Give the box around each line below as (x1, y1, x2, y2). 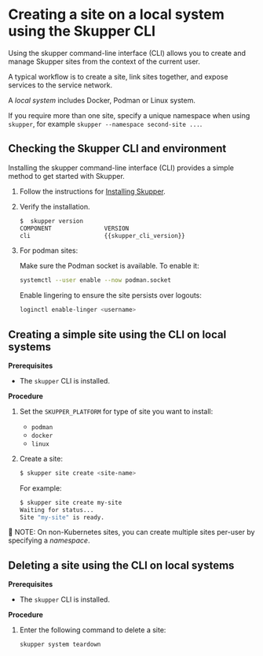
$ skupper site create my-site (19, 498, 122, 506)
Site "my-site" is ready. (19, 513, 104, 521)
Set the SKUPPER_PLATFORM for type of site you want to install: (19, 406, 214, 416)
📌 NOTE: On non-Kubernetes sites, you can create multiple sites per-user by (8, 528, 255, 537)
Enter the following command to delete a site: (19, 625, 166, 635)
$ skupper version (19, 217, 84, 225)
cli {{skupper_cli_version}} (19, 232, 186, 239)
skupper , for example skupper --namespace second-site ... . (8, 119, 203, 128)
